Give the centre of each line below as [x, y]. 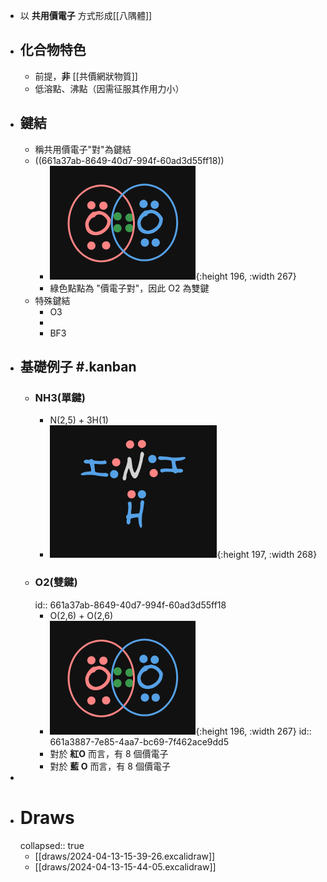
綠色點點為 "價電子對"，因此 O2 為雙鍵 [129, 288]
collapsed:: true [52, 845]
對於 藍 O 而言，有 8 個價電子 [110, 766]
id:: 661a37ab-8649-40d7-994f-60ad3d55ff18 [130, 605]
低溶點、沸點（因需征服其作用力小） [109, 88]
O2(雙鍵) [56, 582]
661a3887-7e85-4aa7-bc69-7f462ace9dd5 [139, 741]
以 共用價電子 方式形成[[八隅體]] [86, 15]
